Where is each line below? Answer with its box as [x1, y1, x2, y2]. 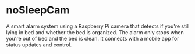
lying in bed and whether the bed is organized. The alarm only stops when [6, 28, 185, 35]
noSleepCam [6, 3, 70, 17]
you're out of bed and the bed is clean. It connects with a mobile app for [6, 35, 179, 42]
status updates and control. [6, 41, 72, 48]
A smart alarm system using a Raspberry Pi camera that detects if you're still [6, 23, 190, 30]
